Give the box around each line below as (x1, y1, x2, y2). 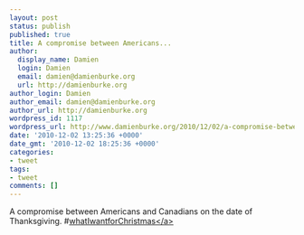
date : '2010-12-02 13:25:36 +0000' (9, 131, 144, 140)
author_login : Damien (9, 89, 91, 98)
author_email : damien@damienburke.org (9, 97, 156, 107)
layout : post (9, 13, 59, 23)
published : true (9, 30, 71, 39)
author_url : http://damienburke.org (9, 106, 147, 115)
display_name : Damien (17, 55, 100, 64)
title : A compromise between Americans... (9, 38, 172, 48)
